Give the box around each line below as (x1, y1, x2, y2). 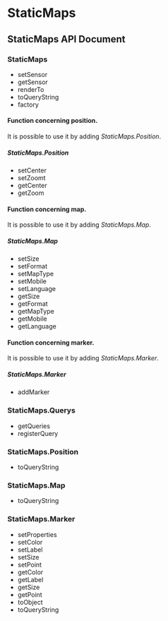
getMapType (17, 307, 54, 316)
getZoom (17, 189, 44, 197)
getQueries (17, 422, 51, 430)
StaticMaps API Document (7, 33, 126, 45)
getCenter (17, 182, 47, 190)
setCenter (17, 166, 47, 175)
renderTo (17, 85, 44, 93)
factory (17, 100, 39, 109)
